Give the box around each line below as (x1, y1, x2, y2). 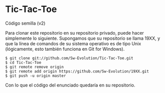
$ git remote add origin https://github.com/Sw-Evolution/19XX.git (5, 69, 149, 74)
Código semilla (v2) (5, 20, 46, 26)
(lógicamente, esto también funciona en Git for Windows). (5, 46, 125, 52)
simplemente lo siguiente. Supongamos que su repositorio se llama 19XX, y (5, 35, 160, 41)
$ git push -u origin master (5, 73, 66, 78)
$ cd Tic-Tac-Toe (5, 60, 42, 65)
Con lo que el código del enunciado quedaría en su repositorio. (5, 82, 135, 88)
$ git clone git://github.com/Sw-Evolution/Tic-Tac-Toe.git (5, 55, 134, 61)
